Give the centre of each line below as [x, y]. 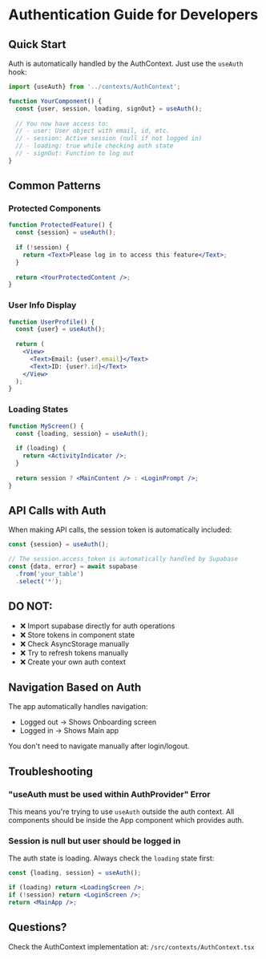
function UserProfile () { [51, 322]
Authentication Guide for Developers [133, 15]
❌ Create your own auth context [73, 662]
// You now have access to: [62, 123]
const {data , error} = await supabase [73, 566]
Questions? [38, 927]
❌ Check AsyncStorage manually [75, 643]
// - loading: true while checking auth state [95, 146]
